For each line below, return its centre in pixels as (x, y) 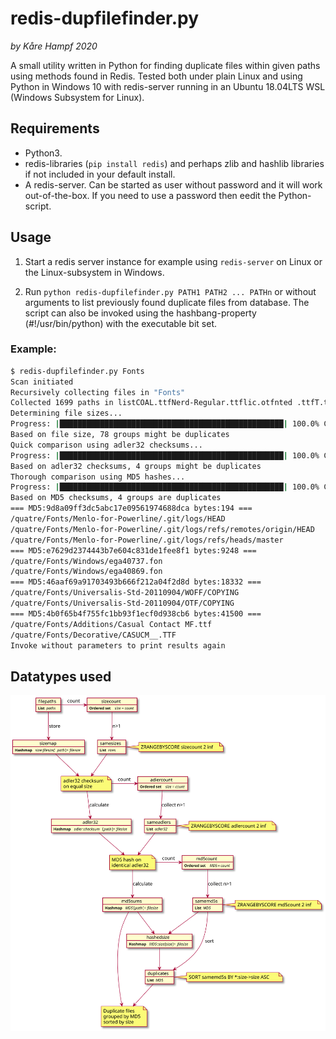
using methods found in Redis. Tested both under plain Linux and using (156, 76)
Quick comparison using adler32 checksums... (106, 445)
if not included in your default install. (100, 174)
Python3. (43, 153)
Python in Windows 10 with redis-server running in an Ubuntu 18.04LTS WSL (168, 86)
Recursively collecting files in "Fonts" (98, 392)
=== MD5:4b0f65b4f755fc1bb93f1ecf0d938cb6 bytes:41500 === (136, 613)
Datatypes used (61, 676)
